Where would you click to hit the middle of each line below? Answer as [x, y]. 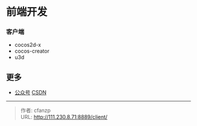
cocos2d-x [28, 45]
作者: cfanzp [35, 110]
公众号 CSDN [30, 93]
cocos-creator [32, 51]
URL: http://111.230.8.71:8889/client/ [64, 117]
